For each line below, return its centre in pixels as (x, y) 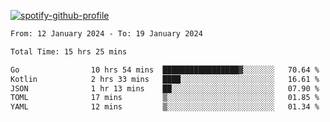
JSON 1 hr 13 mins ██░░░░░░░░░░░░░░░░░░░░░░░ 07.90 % (165, 88)
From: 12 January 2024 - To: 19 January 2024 (106, 34)
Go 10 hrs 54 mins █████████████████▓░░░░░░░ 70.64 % (165, 70)
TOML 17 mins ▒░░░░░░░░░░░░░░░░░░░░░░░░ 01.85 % (165, 98)
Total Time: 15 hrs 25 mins (69, 51)
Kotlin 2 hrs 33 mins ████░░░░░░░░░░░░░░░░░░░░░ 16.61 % (165, 79)
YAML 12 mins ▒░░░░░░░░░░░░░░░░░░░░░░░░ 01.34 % (165, 107)
